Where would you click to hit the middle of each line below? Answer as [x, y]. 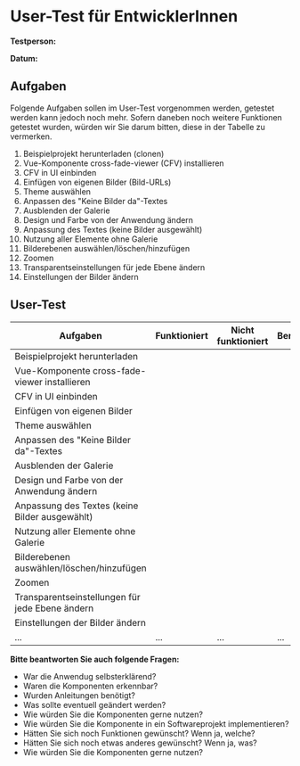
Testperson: [33, 41]
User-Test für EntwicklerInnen [124, 16]
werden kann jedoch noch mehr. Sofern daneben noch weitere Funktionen [146, 117]
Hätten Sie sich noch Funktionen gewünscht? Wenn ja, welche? [139, 733]
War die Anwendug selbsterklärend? [89, 676]
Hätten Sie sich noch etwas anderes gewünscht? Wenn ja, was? [140, 743]
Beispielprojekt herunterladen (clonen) [93, 153]
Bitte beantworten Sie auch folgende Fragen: [95, 659]
